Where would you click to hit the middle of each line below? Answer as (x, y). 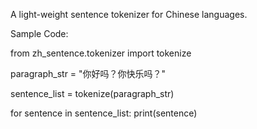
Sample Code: (39, 33)
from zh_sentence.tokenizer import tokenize (101, 53)
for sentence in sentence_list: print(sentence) (104, 113)
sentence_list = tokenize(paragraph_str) (92, 93)
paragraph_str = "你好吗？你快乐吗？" (88, 73)
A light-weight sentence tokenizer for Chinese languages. (129, 14)
